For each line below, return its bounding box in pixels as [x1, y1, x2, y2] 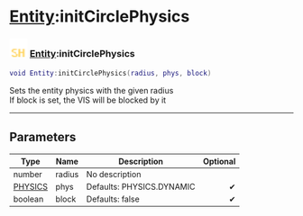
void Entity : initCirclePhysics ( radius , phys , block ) [9, 69, 212, 78]
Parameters [9, 129, 77, 145]
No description [86, 168, 142, 179]
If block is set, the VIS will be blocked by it [9, 94, 167, 105]
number [13, 168, 42, 179]
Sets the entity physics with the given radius [9, 85, 174, 96]
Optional [202, 156, 236, 166]
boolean [13, 193, 44, 204]
